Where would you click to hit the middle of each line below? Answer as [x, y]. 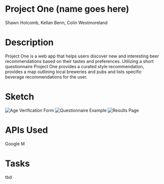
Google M [15, 144]
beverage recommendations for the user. [46, 77]
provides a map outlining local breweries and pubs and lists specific [73, 72]
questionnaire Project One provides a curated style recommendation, [75, 66]
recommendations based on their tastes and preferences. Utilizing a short [79, 61]
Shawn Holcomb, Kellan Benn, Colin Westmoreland [56, 23]
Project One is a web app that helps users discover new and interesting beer [82, 56]
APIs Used [26, 130]
